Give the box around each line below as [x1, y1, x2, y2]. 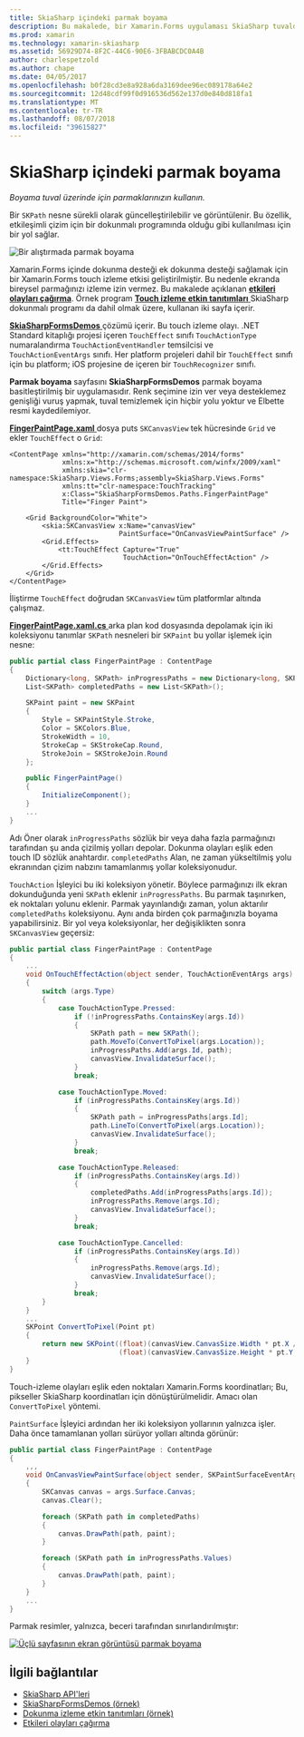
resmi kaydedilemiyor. [9, 405, 91, 415]
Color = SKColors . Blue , [42, 724, 131, 733]
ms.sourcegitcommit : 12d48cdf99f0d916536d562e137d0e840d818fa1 [9, 89, 253, 98]
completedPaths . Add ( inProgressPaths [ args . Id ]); [90, 1188, 273, 1197]
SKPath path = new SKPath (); [90, 1029, 201, 1039]
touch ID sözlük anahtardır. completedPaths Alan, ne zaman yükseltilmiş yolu [9, 852, 292, 863]
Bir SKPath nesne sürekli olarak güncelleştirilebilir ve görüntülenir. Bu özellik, [9, 210, 292, 220]
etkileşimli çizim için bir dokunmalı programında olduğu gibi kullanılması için [9, 219, 291, 229]
